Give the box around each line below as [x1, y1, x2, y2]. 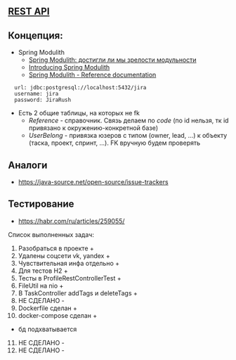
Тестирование [8, 198, 74, 210]
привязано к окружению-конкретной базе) [28, 124, 159, 132]
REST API [8, 6, 50, 18]
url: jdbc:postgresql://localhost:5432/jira [14, 84, 147, 91]
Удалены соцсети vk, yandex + [18, 251, 111, 259]
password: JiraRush [14, 96, 72, 104]
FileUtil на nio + [18, 281, 64, 290]
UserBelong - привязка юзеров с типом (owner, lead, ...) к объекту [28, 131, 228, 140]
